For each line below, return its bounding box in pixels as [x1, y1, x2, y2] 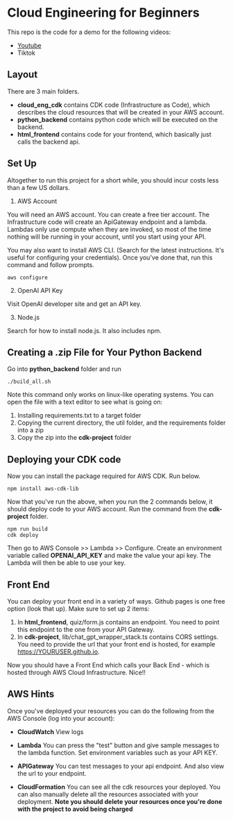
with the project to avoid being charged [17, 805, 133, 813]
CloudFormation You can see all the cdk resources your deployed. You [17, 783, 221, 791]
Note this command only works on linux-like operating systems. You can [7, 391, 214, 399]
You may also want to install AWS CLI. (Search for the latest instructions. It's [7, 246, 225, 254]
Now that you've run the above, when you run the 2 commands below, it [7, 497, 213, 506]
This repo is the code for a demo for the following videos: [7, 28, 171, 36]
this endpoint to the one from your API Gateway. [17, 626, 155, 633]
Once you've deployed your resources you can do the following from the [7, 706, 215, 715]
